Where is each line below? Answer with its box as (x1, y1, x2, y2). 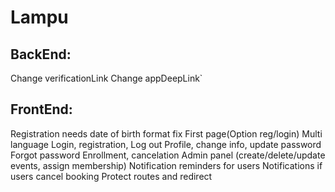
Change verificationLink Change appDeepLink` (10, 72, 203, 84)
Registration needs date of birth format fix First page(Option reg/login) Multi (10, 127, 323, 140)
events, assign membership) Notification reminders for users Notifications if (10, 159, 323, 171)
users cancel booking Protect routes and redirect (10, 170, 213, 182)
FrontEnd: (10, 101, 73, 118)
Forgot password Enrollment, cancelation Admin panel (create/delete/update (10, 149, 326, 161)
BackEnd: (10, 46, 72, 63)
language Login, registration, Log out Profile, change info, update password (10, 138, 322, 150)
